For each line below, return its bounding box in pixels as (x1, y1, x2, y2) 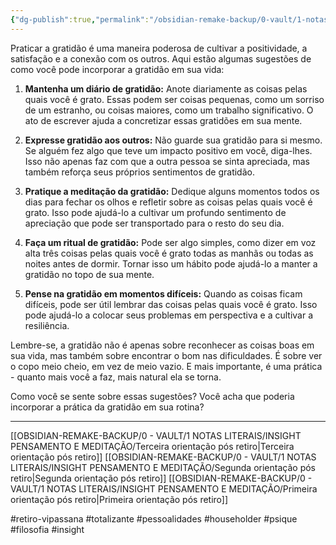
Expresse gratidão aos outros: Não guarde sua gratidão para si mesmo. (24, 134, 323, 146)
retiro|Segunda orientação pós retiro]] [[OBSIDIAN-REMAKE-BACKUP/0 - (10, 472, 313, 484)
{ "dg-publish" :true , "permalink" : (10, 14, 150, 25)
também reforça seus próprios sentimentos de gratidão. (24, 166, 255, 178)
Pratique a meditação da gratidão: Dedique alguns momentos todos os (24, 185, 320, 197)
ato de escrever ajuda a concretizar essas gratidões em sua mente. (24, 114, 303, 126)
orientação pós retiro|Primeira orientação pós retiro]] (10, 493, 229, 505)
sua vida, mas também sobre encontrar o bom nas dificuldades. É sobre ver (10, 349, 323, 361)
